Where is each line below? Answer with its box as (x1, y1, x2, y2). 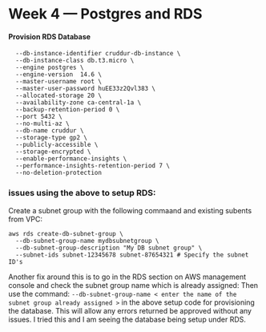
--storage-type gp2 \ (15, 134, 88, 142)
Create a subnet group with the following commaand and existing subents (8, 205, 252, 215)
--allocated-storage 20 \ (15, 91, 103, 100)
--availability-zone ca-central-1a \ (15, 99, 142, 107)
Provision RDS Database (8, 31, 91, 41)
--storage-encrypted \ (15, 148, 91, 156)
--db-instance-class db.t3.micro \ (15, 57, 135, 65)
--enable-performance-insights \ (15, 155, 127, 163)
